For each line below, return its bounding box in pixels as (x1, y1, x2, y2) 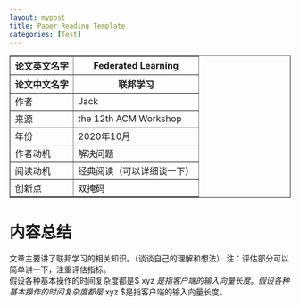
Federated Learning (93, 60, 179, 72)
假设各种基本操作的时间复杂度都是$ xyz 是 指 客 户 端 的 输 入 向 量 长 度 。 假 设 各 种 (9, 276, 290, 286)
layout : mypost (9, 12, 66, 22)
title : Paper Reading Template (9, 21, 126, 30)
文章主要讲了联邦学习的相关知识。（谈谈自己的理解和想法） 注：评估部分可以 (9, 253, 289, 264)
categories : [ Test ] (9, 29, 82, 38)
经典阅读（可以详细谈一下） (78, 165, 195, 178)
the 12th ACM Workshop (78, 112, 182, 125)
